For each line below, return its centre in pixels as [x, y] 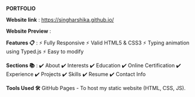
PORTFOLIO [21, 8]
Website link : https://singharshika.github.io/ [60, 20]
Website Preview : [29, 31]
